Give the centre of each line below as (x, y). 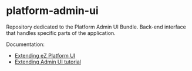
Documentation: (26, 44)
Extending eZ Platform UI (45, 55)
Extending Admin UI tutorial (48, 62)
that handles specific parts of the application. (61, 33)
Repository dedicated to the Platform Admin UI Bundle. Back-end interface (96, 27)
